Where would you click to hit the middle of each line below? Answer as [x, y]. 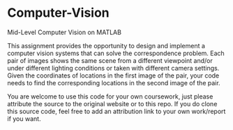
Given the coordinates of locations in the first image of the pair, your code [113, 75]
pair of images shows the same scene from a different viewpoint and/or [110, 60]
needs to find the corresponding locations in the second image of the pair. [114, 82]
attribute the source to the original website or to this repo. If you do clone [112, 103]
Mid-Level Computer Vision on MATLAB [65, 32]
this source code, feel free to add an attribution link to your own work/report [116, 111]
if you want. [24, 118]
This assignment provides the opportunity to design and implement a [106, 45]
